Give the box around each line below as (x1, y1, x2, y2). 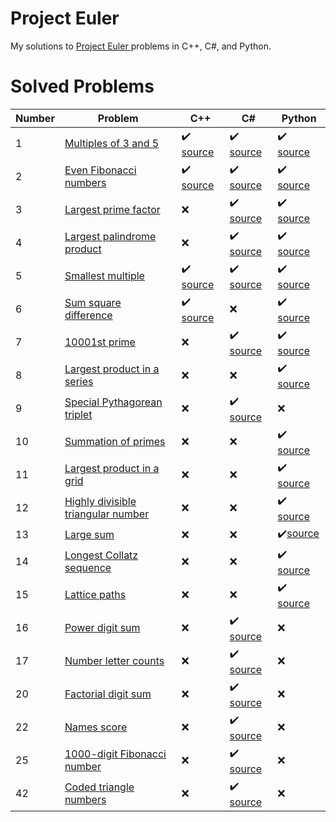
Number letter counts (64, 654, 165, 668)
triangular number (64, 507, 150, 521)
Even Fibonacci (64, 163, 137, 177)
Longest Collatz (64, 548, 139, 562)
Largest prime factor (64, 203, 161, 217)
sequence (64, 561, 112, 575)
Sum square (64, 296, 122, 310)
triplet (64, 408, 93, 422)
